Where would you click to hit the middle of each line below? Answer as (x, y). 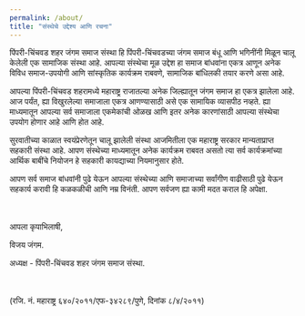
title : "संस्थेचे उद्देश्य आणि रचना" (61, 26)
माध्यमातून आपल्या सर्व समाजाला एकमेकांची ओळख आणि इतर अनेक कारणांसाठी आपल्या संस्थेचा (144, 111)
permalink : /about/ (46, 18)
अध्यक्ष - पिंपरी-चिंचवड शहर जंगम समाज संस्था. (77, 263)
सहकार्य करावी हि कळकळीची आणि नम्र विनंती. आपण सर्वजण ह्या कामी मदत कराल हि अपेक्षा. (139, 189)
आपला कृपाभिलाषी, (36, 226)
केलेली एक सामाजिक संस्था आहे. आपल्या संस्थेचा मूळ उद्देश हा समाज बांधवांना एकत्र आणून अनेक (145, 62)
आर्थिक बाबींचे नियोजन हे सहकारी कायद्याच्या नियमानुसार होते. (97, 160)
